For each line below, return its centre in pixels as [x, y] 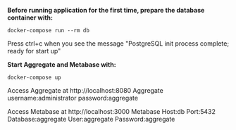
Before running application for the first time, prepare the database [106, 10]
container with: [30, 18]
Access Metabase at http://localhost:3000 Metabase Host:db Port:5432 [112, 111]
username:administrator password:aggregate [73, 98]
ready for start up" [34, 51]
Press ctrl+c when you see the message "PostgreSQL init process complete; [118, 44]
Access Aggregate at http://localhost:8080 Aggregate [85, 90]
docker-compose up [34, 77]
